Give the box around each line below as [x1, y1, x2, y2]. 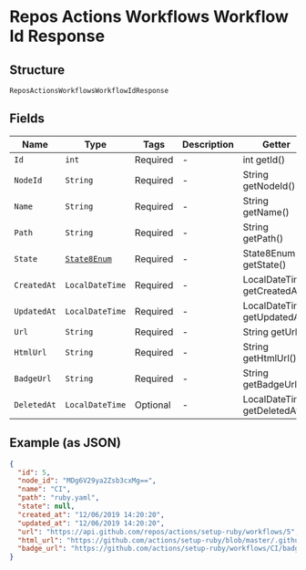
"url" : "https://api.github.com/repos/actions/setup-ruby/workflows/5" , [17, 527, 300, 536]
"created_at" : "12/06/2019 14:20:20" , [17, 510, 166, 519]
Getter [262, 138, 291, 150]
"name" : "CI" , [17, 485, 71, 494]
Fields [9, 111, 46, 127]
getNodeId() [242, 180, 296, 192]
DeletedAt [14, 399, 56, 409]
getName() [242, 205, 290, 218]
